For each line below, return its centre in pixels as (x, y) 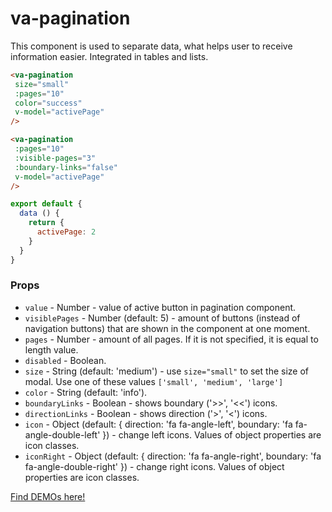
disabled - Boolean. (65, 360)
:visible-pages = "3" (55, 158)
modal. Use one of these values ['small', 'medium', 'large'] (154, 381)
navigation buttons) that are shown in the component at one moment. (167, 328)
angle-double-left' (62, 434)
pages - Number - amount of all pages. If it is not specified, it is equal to (171, 339)
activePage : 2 (66, 232)
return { (46, 223)
